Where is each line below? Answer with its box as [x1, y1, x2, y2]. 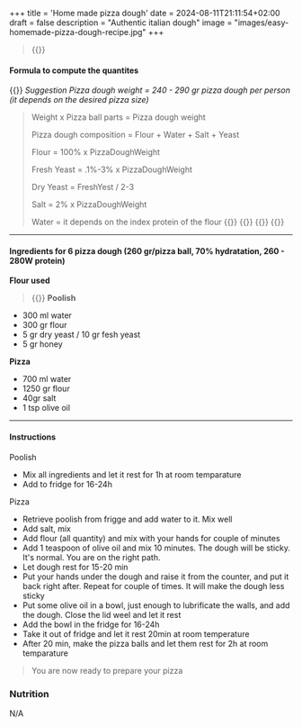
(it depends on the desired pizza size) [9, 95, 150, 105]
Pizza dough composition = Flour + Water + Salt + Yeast [31, 130, 240, 141]
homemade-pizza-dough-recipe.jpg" [9, 27, 147, 37]
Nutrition [9, 687, 49, 700]
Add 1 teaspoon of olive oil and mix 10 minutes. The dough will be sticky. [22, 542, 290, 553]
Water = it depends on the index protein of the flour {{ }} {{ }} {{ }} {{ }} [31, 216, 285, 228]
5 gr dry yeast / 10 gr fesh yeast [22, 329, 141, 341]
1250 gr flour [22, 383, 70, 395]
